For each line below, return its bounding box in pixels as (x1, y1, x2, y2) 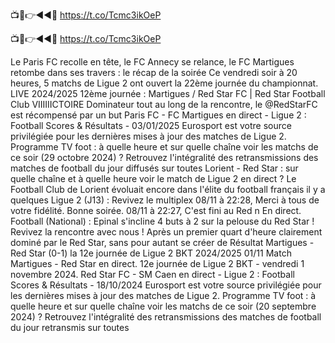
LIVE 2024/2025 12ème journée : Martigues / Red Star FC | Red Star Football (10, 88, 326, 99)
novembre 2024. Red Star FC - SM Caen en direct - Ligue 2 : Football (10, 269, 295, 280)
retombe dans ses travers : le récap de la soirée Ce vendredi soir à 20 (10, 67, 298, 78)
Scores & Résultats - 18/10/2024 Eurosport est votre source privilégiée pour (10, 279, 322, 291)
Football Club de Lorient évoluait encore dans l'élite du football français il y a (10, 184, 326, 195)
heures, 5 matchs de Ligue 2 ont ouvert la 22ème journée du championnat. (10, 77, 319, 89)
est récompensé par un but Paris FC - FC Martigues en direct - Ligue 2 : (10, 109, 307, 121)
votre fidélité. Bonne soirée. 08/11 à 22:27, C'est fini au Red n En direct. (10, 205, 302, 216)
